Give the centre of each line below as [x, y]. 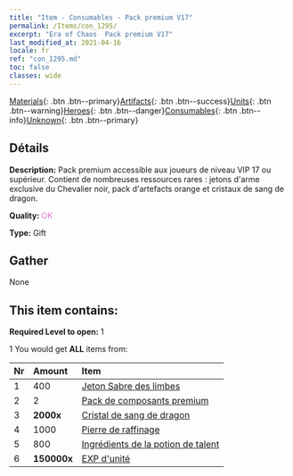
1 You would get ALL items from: [69, 349]
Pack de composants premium [145, 401]
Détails [29, 148]
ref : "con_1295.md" [45, 59]
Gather [29, 260]
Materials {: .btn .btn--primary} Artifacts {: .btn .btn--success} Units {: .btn [140, 101]
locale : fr [29, 51]
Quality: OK [31, 215]
